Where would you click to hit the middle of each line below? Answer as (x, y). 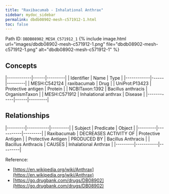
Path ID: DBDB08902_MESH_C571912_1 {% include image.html (66, 39)
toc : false (17, 24)
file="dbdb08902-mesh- (132, 44)
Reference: (17, 159)
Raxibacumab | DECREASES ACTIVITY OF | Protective (104, 133)
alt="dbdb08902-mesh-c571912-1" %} (79, 50)
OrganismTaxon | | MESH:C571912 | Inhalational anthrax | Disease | (75, 94)
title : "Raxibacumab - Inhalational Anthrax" (54, 10)
